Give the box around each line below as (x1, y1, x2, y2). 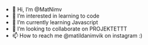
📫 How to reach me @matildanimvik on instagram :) (12, 32, 143, 39)
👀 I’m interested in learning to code (12, 12, 100, 19)
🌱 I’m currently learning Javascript (12, 19, 98, 26)
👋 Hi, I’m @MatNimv (12, 6, 62, 13)
